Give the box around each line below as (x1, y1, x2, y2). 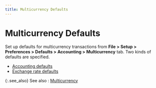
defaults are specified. (5, 54, 50, 60)
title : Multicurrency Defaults (5, 7, 68, 12)
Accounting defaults (12, 63, 53, 69)
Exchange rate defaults (12, 68, 59, 74)
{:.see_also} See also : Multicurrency (5, 77, 78, 83)
